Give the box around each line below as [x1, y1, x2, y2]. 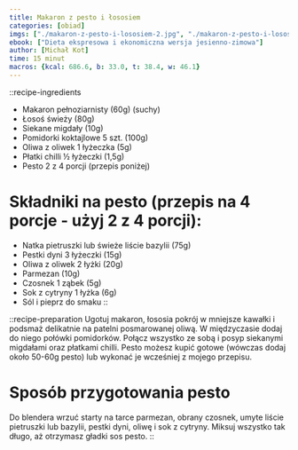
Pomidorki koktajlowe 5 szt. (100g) [21, 132, 149, 143]
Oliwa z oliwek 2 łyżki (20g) [21, 258, 124, 269]
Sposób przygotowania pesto [9, 383, 231, 402]
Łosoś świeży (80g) [21, 113, 95, 124]
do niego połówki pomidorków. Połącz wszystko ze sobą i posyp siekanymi [9, 332, 284, 343]
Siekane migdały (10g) [21, 122, 104, 133]
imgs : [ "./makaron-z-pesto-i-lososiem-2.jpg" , [9, 29, 184, 38]
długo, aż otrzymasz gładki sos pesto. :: [9, 430, 155, 441]
